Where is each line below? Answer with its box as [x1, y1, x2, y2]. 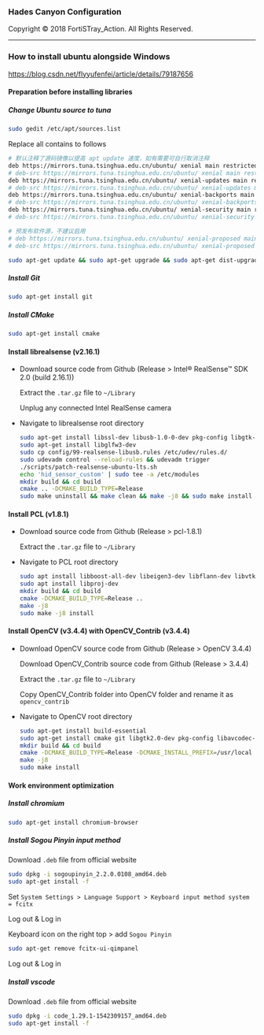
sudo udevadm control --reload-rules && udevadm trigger [19, 455, 211, 463]
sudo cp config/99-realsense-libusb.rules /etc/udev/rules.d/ [19, 448, 228, 457]
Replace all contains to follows [8, 139, 107, 149]
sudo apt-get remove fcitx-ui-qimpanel [8, 944, 139, 953]
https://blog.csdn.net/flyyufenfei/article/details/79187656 [8, 69, 194, 79]
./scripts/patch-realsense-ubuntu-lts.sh [19, 463, 157, 471]
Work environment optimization [8, 781, 114, 790]
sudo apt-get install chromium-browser [8, 818, 139, 826]
